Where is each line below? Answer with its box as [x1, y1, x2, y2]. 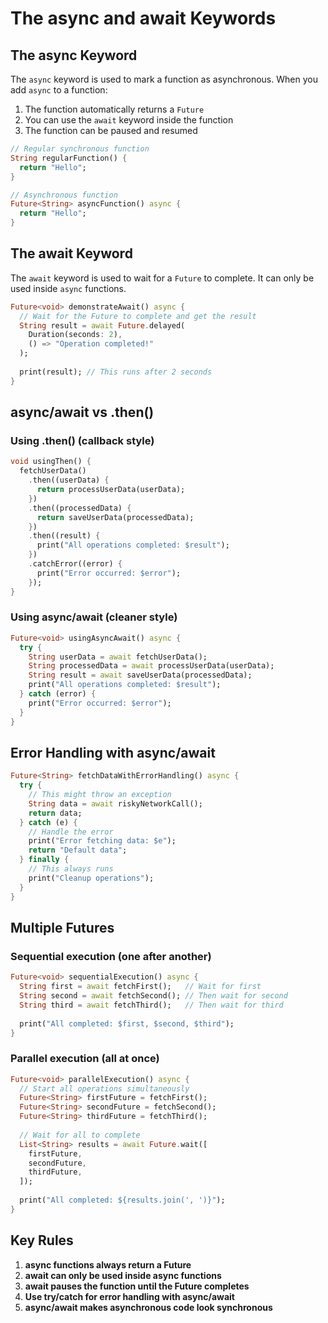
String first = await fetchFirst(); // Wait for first [19, 982, 262, 992]
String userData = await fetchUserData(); [28, 652, 208, 662]
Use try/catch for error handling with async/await [24, 1290, 235, 1302]
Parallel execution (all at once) [10, 1052, 160, 1066]
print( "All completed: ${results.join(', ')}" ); [19, 1195, 226, 1206]
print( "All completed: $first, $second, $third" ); [19, 1018, 235, 1029]
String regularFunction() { [10, 153, 128, 163]
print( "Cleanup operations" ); [28, 873, 155, 883]
